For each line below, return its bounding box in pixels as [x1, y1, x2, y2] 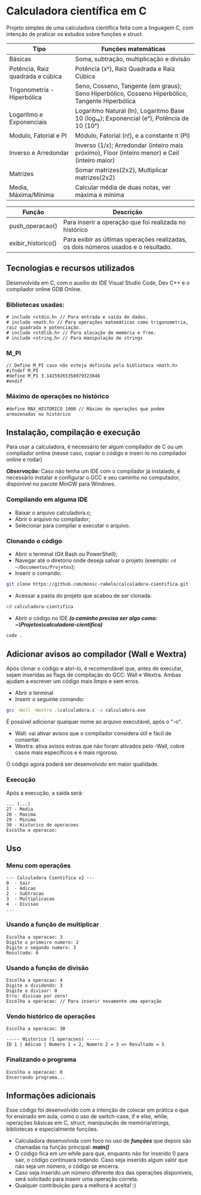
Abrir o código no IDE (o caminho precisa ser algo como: [14, 614, 158, 622]
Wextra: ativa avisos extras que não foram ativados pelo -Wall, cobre [14, 742, 185, 750]
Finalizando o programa [6, 1055, 77, 1064]
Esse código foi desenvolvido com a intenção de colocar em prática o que [6, 1106, 189, 1114]
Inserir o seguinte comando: [14, 696, 85, 703]
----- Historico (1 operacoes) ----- [6, 1037, 100, 1043]
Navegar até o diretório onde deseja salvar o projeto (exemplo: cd [14, 557, 176, 564]
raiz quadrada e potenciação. [6, 325, 82, 331]
